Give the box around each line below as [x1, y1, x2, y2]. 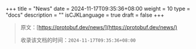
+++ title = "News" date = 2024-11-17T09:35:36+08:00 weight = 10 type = [5, 5, 191, 12]
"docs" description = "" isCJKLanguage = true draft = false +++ [5, 11, 165, 19]
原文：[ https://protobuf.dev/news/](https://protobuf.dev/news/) [20, 24, 177, 30]
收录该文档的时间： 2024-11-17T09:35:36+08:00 [20, 36, 136, 44]
